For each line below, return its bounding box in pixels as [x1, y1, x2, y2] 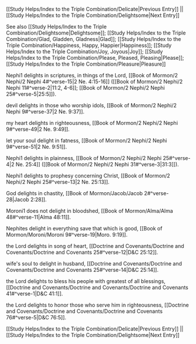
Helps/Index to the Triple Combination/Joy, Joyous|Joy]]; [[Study [6, 48, 163, 55]
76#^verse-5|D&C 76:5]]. [6, 314, 67, 321]
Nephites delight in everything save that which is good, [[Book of [6, 225, 163, 231]
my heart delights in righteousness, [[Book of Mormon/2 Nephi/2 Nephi [6, 120, 178, 126]
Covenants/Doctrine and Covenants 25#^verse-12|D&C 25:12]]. [6, 249, 159, 256]
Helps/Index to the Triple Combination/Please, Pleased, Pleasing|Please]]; [6, 55, 184, 61]
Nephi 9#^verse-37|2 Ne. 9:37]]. [6, 108, 85, 115]
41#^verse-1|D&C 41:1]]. [6, 290, 63, 297]
